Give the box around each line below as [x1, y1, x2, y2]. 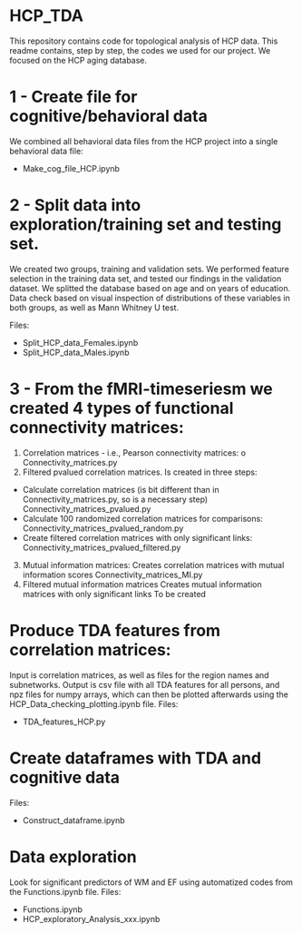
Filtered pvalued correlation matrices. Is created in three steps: [22, 466, 258, 477]
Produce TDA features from [9, 620, 220, 641]
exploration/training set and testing [9, 214, 282, 235]
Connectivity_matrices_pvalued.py [22, 503, 151, 514]
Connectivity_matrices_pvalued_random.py [22, 523, 184, 534]
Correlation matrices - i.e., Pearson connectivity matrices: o [22, 447, 247, 458]
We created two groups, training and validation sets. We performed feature [9, 263, 290, 274]
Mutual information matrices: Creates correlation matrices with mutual [22, 559, 285, 570]
